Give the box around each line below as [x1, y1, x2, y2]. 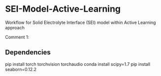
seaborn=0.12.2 [5, 66, 37, 72]
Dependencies [5, 48, 51, 57]
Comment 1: [5, 34, 30, 40]
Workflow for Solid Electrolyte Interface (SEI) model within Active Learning [5, 19, 156, 25]
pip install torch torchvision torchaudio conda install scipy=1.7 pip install [5, 61, 151, 67]
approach [5, 24, 25, 30]
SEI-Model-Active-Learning [5, 3, 121, 15]
